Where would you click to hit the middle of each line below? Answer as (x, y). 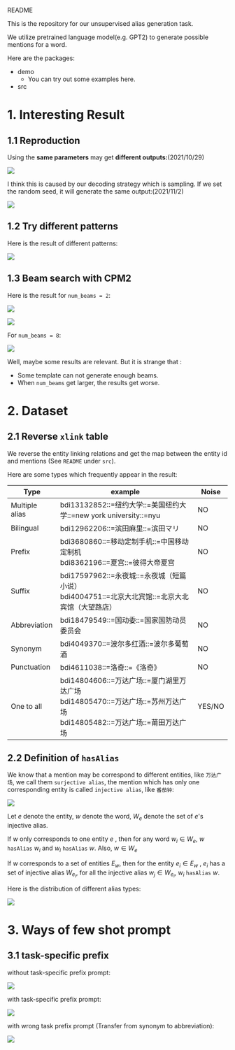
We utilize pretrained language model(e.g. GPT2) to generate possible (108, 37)
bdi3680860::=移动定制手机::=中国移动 (124, 541)
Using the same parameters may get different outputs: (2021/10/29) (106, 157)
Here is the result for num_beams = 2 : (59, 295)
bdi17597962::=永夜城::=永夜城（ (116, 575)
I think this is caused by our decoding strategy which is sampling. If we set (115, 184)
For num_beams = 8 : (34, 335)
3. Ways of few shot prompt (89, 930)
